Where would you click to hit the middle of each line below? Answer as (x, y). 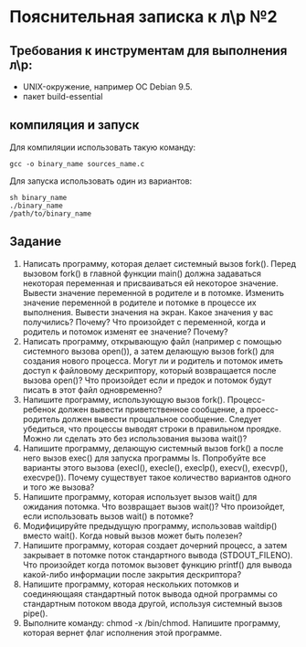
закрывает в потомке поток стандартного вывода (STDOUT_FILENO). (158, 555)
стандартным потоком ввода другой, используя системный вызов (153, 603)
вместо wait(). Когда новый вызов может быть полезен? (132, 536)
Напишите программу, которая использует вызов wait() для (140, 496)
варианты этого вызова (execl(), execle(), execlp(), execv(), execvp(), (155, 467)
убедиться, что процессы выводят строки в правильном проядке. (152, 429)
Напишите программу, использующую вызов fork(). (124, 399)
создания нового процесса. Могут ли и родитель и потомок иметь (153, 361)
